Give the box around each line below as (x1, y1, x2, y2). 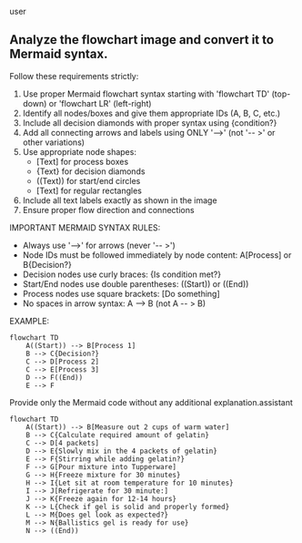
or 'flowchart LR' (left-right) (48, 97, 152, 108)
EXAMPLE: (9, 315, 50, 326)
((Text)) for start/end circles (35, 175, 141, 186)
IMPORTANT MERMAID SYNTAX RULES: (9, 221, 161, 233)
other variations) (22, 137, 85, 148)
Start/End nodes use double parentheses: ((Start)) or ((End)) (22, 278, 249, 289)
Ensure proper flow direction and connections (22, 204, 195, 215)
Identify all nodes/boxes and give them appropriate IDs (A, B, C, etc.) (22, 108, 281, 118)
